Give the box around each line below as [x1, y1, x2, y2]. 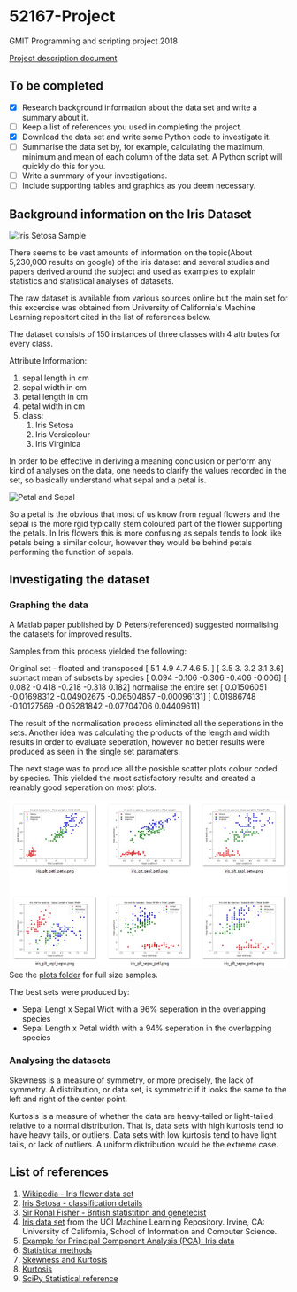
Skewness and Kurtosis [21, 1254, 108, 1265]
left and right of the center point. [9, 1093, 128, 1104]
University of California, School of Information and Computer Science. [21, 1225, 278, 1236]
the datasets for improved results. [9, 628, 133, 639]
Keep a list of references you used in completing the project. [21, 121, 243, 132]
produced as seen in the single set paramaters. [9, 746, 181, 756]
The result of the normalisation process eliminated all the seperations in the [9, 717, 285, 728]
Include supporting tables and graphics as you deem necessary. [21, 180, 256, 192]
